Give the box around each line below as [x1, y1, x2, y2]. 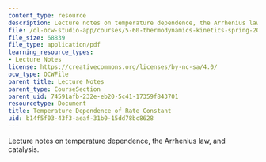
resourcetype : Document [8, 100, 87, 107]
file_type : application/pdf [8, 41, 101, 49]
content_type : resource [8, 11, 87, 20]
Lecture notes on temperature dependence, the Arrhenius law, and [8, 136, 226, 145]
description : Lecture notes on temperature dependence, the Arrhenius [8, 19, 246, 27]
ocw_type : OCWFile [8, 70, 69, 78]
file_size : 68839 [8, 33, 66, 42]
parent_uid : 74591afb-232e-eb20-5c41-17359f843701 [8, 92, 179, 100]
